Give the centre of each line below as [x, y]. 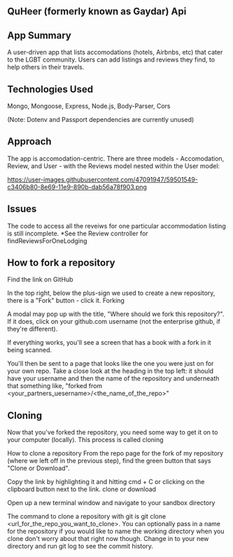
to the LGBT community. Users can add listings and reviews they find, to [111, 60]
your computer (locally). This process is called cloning [85, 440]
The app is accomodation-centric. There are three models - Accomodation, [116, 158]
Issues [22, 209]
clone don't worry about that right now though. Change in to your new [108, 539]
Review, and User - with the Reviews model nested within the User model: [114, 166]
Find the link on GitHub [40, 280]
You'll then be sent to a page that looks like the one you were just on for [111, 364]
